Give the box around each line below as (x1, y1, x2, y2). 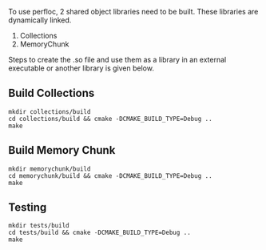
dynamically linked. (8, 15, 72, 25)
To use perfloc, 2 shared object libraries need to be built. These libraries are (8, 7, 259, 16)
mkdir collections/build (8, 107, 91, 115)
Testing (8, 200, 47, 215)
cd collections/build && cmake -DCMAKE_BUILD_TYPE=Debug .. (8, 115, 213, 123)
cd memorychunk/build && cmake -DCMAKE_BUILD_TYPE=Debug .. (8, 171, 213, 179)
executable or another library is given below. (8, 63, 154, 73)
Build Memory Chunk (8, 143, 116, 157)
